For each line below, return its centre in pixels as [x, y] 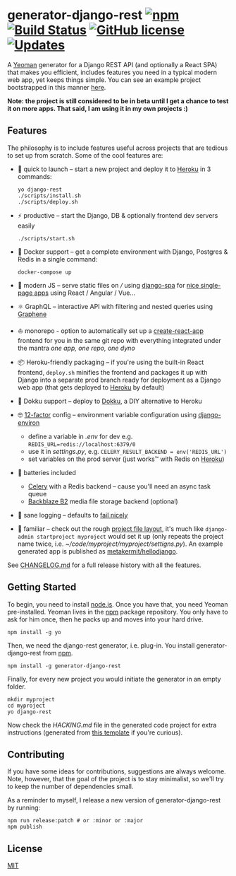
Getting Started [42, 587]
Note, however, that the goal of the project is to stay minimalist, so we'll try [116, 779]
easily [26, 226]
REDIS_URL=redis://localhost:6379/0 [82, 444]
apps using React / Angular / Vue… [85, 293]
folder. [17, 687]
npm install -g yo [34, 632]
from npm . [58, 653]
